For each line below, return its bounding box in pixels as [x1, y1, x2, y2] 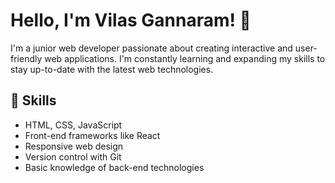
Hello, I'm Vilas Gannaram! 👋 [10, 9, 252, 32]
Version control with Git [24, 150, 122, 163]
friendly [10, 52, 43, 64]
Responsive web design [24, 140, 124, 152]
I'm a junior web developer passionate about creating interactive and [10, 42, 293, 54]
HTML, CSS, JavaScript [24, 119, 123, 131]
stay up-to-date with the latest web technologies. [10, 63, 214, 75]
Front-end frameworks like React [24, 129, 161, 141]
